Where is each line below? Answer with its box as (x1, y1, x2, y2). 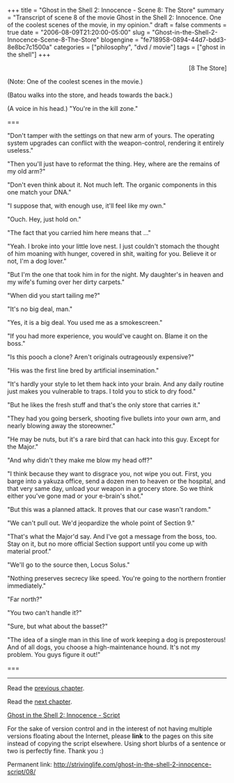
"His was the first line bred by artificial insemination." (7, 366, 159, 374)
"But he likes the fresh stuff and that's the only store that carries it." (7, 401, 201, 409)
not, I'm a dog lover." (7, 257, 67, 265)
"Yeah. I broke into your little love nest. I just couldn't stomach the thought (7, 242, 219, 250)
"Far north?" (7, 595, 43, 603)
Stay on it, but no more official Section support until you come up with (7, 540, 208, 548)
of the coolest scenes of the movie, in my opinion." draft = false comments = (7, 21, 227, 29)
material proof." (7, 547, 52, 555)
